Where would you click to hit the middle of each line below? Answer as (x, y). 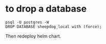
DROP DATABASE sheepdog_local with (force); (54, 27)
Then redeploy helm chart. (33, 36)
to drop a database (46, 9)
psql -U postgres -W (27, 22)
